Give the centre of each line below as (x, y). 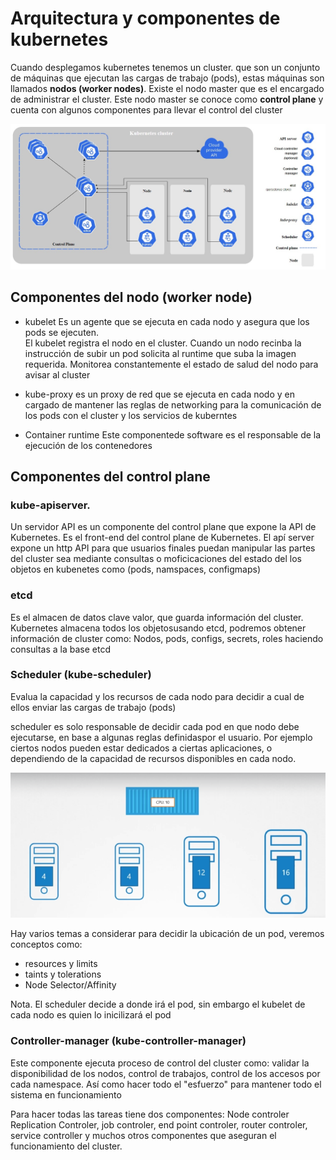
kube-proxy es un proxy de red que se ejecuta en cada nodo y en (159, 394)
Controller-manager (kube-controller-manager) (128, 1041)
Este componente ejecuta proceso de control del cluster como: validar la (160, 1063)
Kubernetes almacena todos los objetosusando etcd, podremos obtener (158, 628)
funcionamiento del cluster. (66, 1146)
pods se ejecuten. (62, 332)
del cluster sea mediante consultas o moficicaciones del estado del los (156, 559)
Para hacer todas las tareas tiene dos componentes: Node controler (150, 1114)
